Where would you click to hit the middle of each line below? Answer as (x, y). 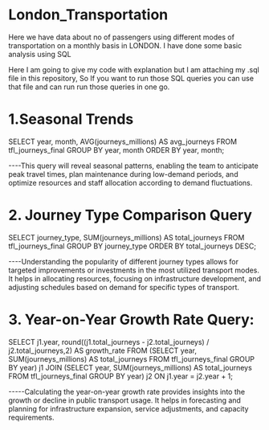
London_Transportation (88, 15)
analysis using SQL (40, 54)
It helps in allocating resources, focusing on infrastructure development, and (135, 278)
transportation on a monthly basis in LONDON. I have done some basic (125, 45)
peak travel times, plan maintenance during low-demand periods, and (123, 174)
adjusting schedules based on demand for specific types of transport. (124, 287)
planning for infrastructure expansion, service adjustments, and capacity (128, 408)
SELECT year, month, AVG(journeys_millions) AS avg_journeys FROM (123, 141)
